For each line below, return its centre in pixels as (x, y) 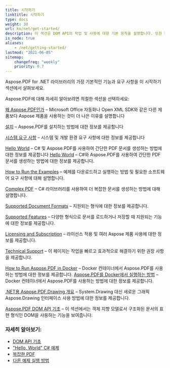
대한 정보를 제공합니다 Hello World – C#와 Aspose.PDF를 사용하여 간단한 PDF (83, 155)
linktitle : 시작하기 (25, 15)
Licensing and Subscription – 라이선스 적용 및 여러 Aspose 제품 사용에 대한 (81, 234)
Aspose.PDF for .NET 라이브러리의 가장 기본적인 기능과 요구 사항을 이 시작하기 (83, 82)
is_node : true (20, 39)
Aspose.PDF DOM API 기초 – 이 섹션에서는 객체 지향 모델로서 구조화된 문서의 (82, 309)
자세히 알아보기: (24, 329)
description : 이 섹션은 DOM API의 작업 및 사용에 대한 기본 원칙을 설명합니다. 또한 (84, 34)
